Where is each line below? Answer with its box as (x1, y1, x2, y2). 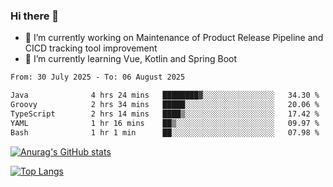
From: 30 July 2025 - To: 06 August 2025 (10, 72, 186, 83)
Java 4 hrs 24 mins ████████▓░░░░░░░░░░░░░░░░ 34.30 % (10, 90, 320, 101)
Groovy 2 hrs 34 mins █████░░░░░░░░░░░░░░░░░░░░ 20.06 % (10, 100, 320, 110)
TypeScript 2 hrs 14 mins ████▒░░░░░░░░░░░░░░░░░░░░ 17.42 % (10, 109, 320, 119)
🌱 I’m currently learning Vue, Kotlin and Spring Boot (24, 53, 238, 65)
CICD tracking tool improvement (24, 42, 158, 54)
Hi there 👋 (10, 9, 60, 23)
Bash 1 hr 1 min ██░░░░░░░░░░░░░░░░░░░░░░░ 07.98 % (10, 127, 320, 138)
